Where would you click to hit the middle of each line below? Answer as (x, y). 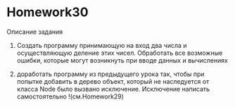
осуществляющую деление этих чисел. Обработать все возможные (120, 53)
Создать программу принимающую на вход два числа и (102, 45)
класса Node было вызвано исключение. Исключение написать (113, 89)
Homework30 (47, 12)
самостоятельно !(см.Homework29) (70, 96)
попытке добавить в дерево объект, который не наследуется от (113, 81)
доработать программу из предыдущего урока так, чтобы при (110, 74)
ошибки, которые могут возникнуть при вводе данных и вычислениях (122, 60)
